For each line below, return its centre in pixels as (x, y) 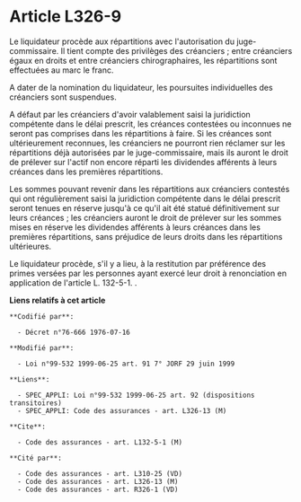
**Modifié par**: (42, 348)
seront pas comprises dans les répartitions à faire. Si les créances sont (141, 133)
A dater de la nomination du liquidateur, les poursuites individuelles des (141, 87)
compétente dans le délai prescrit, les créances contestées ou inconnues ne (150, 124)
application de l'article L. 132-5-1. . (73, 282)
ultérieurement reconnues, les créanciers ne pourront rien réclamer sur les (147, 143)
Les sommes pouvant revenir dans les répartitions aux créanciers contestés (150, 189)
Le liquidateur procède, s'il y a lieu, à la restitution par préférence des (138, 263)
